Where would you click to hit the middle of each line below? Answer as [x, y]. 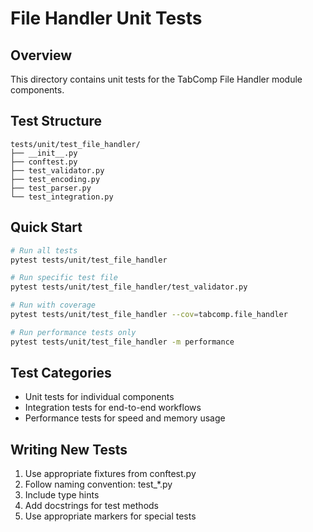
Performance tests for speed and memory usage [125, 418]
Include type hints [62, 495]
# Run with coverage [53, 305]
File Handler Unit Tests [106, 18]
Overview [41, 55]
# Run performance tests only [73, 332]
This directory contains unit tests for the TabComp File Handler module [156, 79]
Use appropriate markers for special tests [110, 516]
